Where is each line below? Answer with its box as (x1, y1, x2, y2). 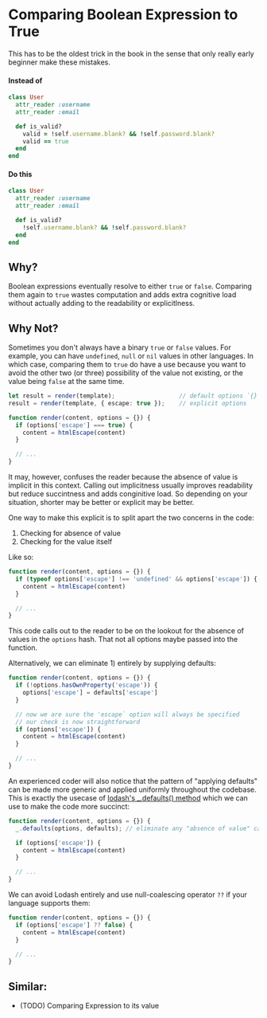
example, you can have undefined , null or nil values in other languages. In (8, 351, 254, 361)
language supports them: (8, 899, 91, 908)
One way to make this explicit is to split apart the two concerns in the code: (8, 513, 254, 523)
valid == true (22, 137, 69, 145)
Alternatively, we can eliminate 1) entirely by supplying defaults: (8, 659, 217, 668)
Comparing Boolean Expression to (8, 6, 238, 24)
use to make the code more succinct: (8, 801, 130, 811)
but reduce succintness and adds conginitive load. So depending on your (8, 489, 248, 499)
